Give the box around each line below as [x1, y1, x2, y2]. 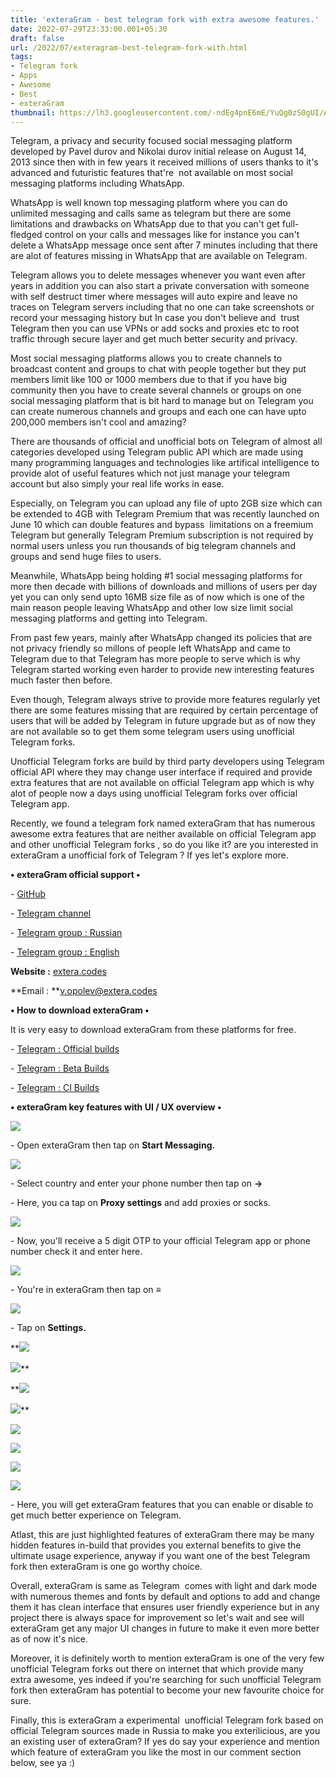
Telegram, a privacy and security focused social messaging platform [10, 135, 293, 147]
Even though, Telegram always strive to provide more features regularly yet [10, 694, 321, 706]
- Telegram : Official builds [10, 1043, 120, 1055]
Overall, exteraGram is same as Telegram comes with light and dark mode [10, 1580, 318, 1592]
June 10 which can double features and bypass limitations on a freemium [10, 519, 314, 531]
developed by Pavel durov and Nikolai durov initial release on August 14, [10, 146, 307, 158]
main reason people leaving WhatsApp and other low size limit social [10, 602, 293, 614]
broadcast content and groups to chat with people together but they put [10, 363, 307, 375]
